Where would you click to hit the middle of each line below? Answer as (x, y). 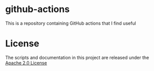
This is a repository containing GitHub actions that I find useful (71, 23)
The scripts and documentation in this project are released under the (77, 57)
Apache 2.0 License (26, 63)
